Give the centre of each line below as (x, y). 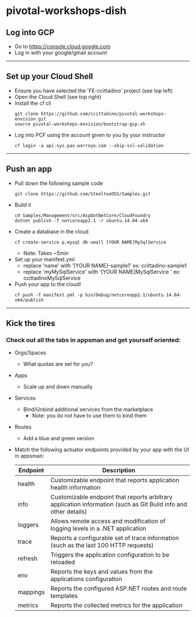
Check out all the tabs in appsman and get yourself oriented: (93, 340)
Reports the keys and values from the (101, 572)
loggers (28, 525)
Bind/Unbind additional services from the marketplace (88, 409)
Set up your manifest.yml (44, 259)
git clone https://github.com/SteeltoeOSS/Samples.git (83, 194)
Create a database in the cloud (51, 231)
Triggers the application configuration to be (110, 555)
